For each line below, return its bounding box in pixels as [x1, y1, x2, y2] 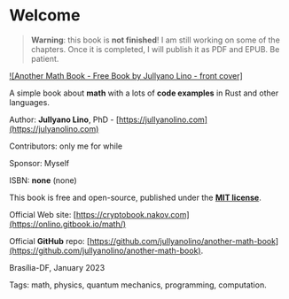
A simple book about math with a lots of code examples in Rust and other [9, 88, 279, 98]
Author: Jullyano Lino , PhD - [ [9, 114, 120, 125]
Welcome [9, 5, 81, 26]
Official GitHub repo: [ [9, 235, 90, 246]
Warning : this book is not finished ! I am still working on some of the [30, 34, 281, 45]
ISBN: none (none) [9, 174, 77, 186]
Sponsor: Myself [9, 157, 69, 168]
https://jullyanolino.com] [118, 114, 208, 125]
